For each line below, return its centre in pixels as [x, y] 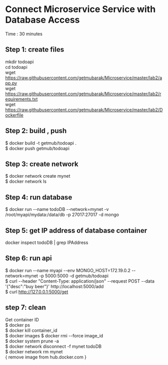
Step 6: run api [29, 258]
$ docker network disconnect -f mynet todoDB [53, 346]
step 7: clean [26, 308]
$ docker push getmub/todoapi [37, 148]
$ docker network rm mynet [34, 351]
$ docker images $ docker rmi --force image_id [54, 335]
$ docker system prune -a [32, 341]
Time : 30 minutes [24, 34]
